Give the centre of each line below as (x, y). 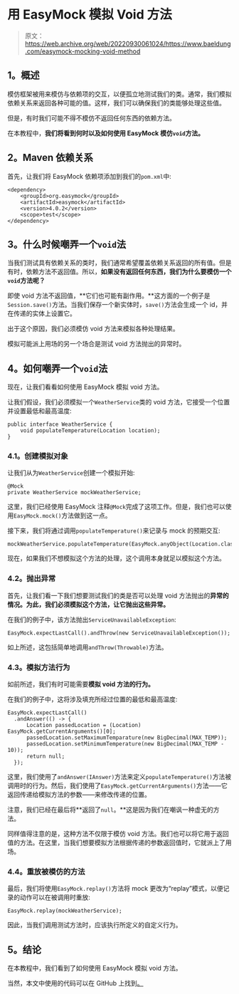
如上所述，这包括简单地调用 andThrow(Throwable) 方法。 (88, 647)
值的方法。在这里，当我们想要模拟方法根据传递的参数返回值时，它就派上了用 (119, 843)
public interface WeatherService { (60, 424)
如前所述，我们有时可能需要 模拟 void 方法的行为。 (81, 684)
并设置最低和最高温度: (40, 411)
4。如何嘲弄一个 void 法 (58, 368)
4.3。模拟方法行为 (39, 667)
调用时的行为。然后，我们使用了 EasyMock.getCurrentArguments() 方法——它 (117, 786)
